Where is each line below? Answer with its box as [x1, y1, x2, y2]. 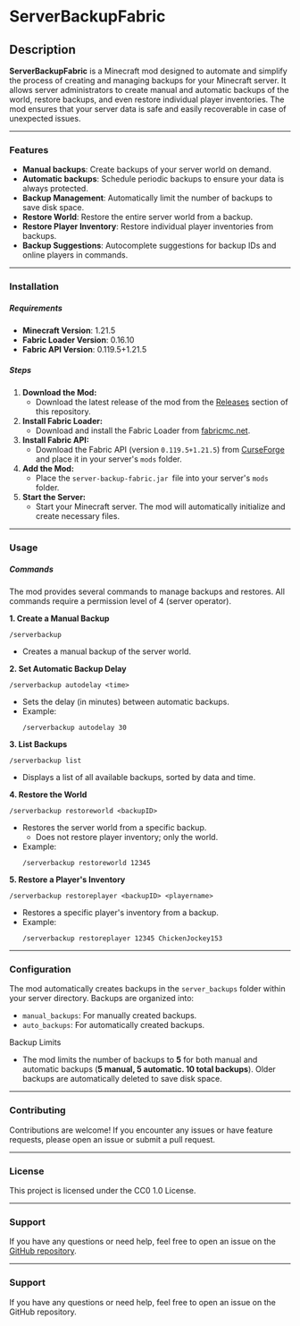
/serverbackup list [9, 756, 82, 766]
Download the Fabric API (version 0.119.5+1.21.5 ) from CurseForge [35, 445, 286, 455]
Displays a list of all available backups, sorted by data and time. [21, 772, 256, 783]
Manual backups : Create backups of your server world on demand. [21, 164, 272, 175]
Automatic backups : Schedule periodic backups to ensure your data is [21, 174, 284, 184]
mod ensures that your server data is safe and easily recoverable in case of [9, 104, 287, 114]
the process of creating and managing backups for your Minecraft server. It [9, 75, 287, 86]
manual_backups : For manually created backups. [21, 1010, 197, 1021]
